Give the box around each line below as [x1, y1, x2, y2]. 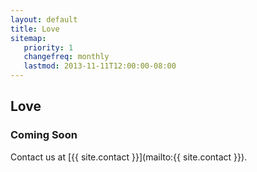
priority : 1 [23, 42, 74, 53]
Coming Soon [10, 128, 78, 142]
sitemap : [10, 33, 47, 43]
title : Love [10, 24, 60, 34]
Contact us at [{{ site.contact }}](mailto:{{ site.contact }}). [10, 151, 248, 163]
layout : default [10, 14, 78, 25]
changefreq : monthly [23, 52, 110, 62]
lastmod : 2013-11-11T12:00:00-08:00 [23, 61, 177, 71]
